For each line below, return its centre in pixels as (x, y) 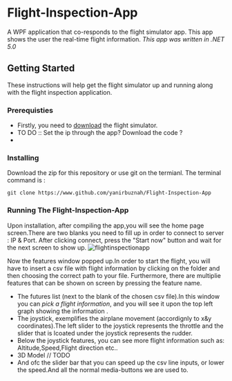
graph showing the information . (62, 311)
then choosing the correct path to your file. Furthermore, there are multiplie (114, 275)
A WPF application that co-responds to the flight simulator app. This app (110, 32)
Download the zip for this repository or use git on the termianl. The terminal (114, 173)
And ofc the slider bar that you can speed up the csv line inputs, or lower (120, 362)
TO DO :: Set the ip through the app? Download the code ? (100, 133)
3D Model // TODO (43, 355)
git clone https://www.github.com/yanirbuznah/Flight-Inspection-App (109, 193)
